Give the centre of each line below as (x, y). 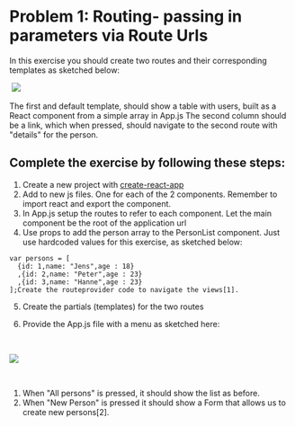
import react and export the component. (97, 203)
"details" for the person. (54, 134)
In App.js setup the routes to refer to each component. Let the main (147, 213)
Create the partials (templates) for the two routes (113, 306)
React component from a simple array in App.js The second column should (148, 115)
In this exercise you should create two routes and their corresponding (138, 60)
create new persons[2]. (66, 412)
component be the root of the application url (104, 223)
